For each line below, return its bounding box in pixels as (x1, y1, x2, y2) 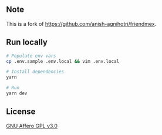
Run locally (6, 38, 48, 48)
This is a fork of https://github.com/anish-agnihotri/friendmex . (6, 20, 157, 27)
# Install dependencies (6, 69, 65, 75)
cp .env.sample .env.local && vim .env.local (6, 58, 119, 64)
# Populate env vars (6, 53, 57, 59)
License (6, 107, 36, 117)
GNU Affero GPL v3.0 (6, 122, 58, 129)
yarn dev (6, 90, 28, 96)
